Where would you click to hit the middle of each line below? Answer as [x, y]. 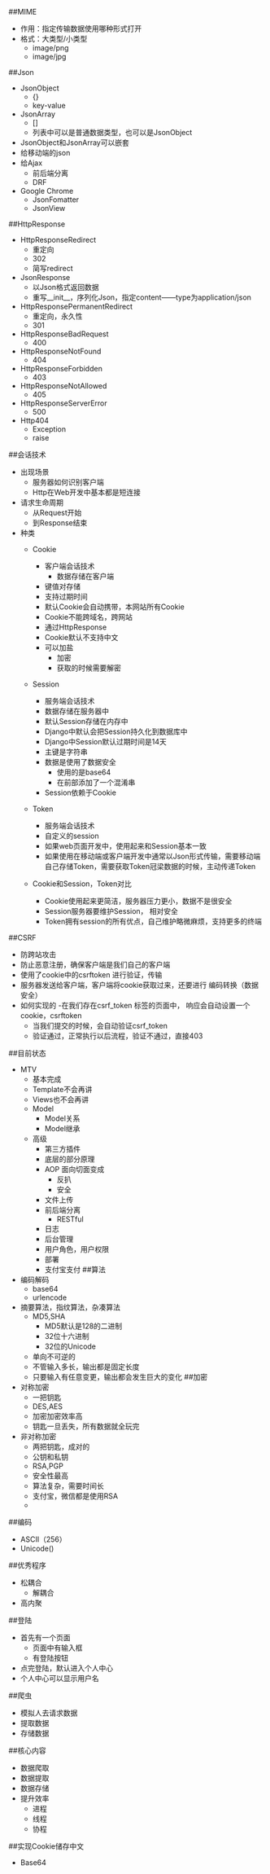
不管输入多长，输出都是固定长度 [86, 1367]
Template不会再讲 [62, 1089]
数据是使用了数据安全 [80, 762]
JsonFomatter [56, 200]
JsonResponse [45, 277]
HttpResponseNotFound [61, 351]
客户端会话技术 [70, 566]
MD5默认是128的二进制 [83, 1326]
